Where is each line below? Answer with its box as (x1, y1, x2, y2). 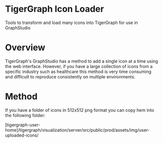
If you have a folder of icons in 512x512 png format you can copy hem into (5, 107, 154, 113)
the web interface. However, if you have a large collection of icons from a (5, 63, 153, 69)
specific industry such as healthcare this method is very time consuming (5, 69, 152, 74)
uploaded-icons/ (5, 132, 39, 138)
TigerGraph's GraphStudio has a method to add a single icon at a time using (5, 58, 158, 64)
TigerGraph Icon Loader (5, 3, 104, 15)
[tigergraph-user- (5, 121, 41, 128)
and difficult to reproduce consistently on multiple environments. (5, 73, 136, 79)
